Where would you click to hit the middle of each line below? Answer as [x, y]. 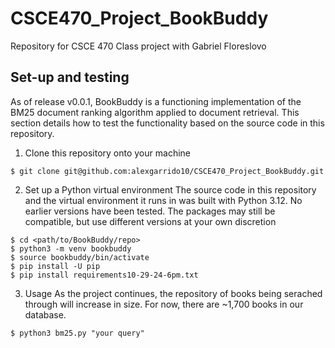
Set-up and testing [70, 77]
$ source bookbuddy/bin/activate [80, 257]
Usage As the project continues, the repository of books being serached [173, 293]
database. [45, 314]
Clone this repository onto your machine [107, 153]
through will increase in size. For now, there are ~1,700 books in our [164, 304]
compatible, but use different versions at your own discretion [150, 221]
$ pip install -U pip [55, 266]
